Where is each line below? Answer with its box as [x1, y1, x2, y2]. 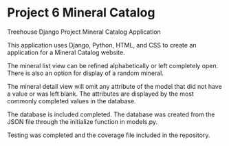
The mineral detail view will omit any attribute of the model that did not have [7, 82, 222, 90]
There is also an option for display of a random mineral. [7, 69, 164, 77]
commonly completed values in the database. [7, 96, 136, 105]
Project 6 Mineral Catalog [7, 5, 155, 21]
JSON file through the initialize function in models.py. [7, 117, 158, 125]
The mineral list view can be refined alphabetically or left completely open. [7, 61, 219, 70]
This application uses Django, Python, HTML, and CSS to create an [7, 41, 197, 49]
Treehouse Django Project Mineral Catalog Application [7, 28, 162, 36]
